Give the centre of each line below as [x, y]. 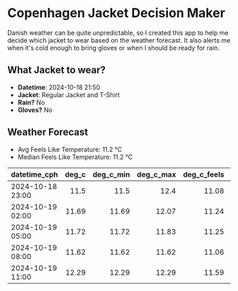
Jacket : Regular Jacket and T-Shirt [69, 94]
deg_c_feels [204, 174]
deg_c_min [111, 174]
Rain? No [31, 102]
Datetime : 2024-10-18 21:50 [59, 87]
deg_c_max [157, 174]
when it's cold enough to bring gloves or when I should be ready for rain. [114, 48]
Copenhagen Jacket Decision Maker [116, 13]
